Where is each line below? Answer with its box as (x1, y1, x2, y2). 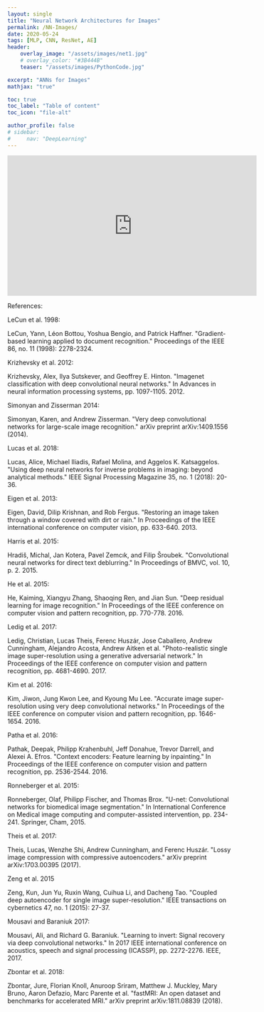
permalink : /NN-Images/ (7, 24, 78, 31)
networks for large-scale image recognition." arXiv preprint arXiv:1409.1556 (7, 422, 228, 431)
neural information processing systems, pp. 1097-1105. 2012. (7, 387, 185, 396)
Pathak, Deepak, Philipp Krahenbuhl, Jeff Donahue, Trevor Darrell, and (7, 745, 214, 753)
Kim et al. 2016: (7, 680, 53, 689)
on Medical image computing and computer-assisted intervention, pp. (7, 810, 212, 819)
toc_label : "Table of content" (7, 103, 100, 110)
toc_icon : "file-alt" (7, 109, 72, 116)
